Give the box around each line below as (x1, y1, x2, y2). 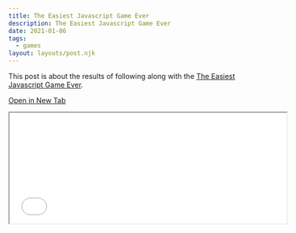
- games (15, 42, 42, 50)
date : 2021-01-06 (8, 27, 67, 35)
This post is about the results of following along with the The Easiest (8, 72, 236, 81)
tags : (8, 34, 27, 43)
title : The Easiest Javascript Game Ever (8, 11, 150, 20)
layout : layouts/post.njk (8, 49, 95, 57)
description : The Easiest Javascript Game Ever (8, 19, 172, 27)
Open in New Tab (8, 96, 66, 105)
